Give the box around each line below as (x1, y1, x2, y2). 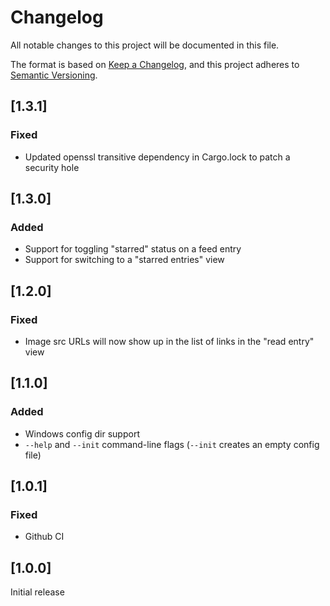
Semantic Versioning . (10, 69, 98, 81)
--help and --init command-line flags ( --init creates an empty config (24, 438, 320, 450)
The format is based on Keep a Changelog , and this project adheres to (10, 58, 300, 70)
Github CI (24, 531, 65, 543)
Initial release (10, 586, 65, 598)
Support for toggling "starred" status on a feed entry (24, 243, 242, 255)
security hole (24, 161, 80, 173)
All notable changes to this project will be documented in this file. (10, 39, 280, 51)
